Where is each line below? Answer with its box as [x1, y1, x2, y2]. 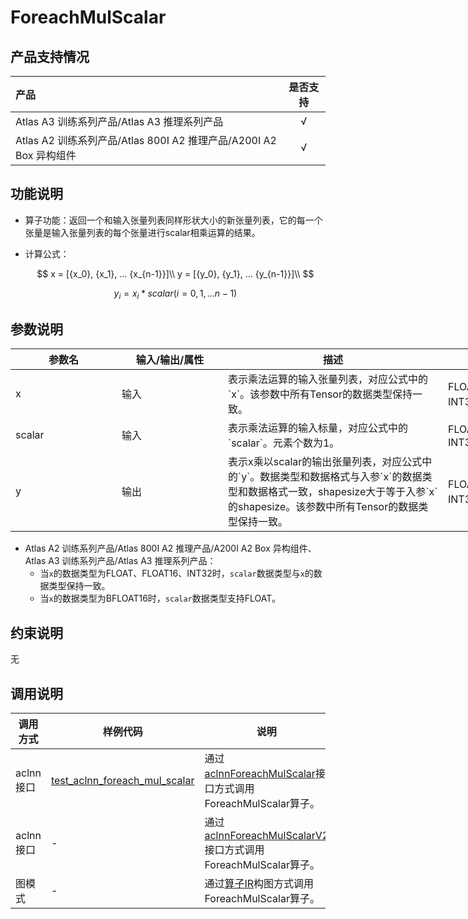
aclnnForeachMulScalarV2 [204, 829, 330, 843]
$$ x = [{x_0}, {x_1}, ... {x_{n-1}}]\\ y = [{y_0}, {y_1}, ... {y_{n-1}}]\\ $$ [36, 267, 315, 280]
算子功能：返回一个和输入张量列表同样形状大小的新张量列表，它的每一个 [24, 214, 323, 226]
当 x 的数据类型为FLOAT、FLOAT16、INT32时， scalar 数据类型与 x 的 [39, 567, 314, 580]
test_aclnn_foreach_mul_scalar [50, 774, 195, 788]
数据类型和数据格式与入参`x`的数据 [259, 470, 423, 484]
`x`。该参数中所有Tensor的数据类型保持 [228, 387, 413, 401]
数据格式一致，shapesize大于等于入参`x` [248, 485, 438, 499]
